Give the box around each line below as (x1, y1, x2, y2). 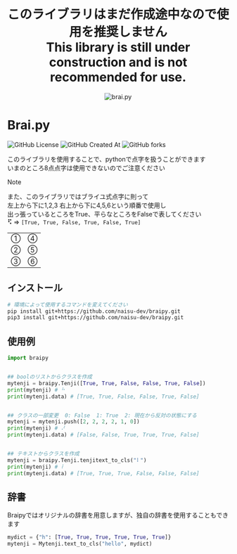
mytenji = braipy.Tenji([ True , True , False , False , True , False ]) (7, 380, 206, 387)
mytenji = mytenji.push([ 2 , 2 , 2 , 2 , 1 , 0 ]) (7, 418, 140, 425)
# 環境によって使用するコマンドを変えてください (7, 301, 129, 308)
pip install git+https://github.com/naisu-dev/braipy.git (7, 307, 181, 315)
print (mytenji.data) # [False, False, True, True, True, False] (7, 432, 200, 439)
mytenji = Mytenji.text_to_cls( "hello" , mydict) (7, 541, 153, 548)
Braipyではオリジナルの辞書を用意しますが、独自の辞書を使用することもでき (7, 511, 229, 520)
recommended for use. (50, 70, 186, 85)
